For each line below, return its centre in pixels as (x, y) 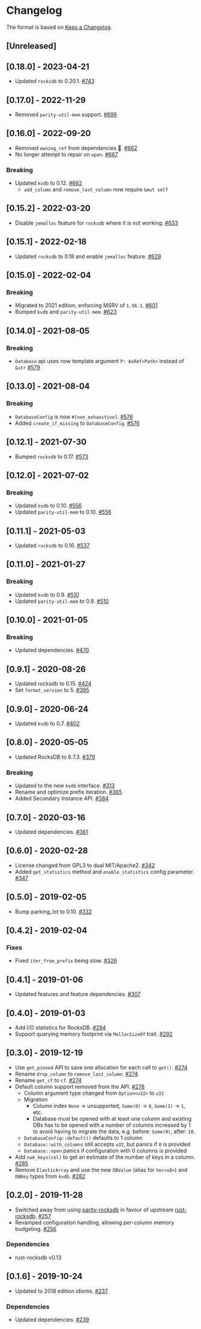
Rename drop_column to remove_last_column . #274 (76, 1074)
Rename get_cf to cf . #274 (48, 1080)
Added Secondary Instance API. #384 (62, 798)
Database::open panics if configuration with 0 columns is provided (105, 1150)
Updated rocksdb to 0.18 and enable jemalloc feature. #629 (88, 256)
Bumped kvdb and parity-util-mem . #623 (66, 312)
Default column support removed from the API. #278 (80, 1086)
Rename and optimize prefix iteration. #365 (68, 792)
